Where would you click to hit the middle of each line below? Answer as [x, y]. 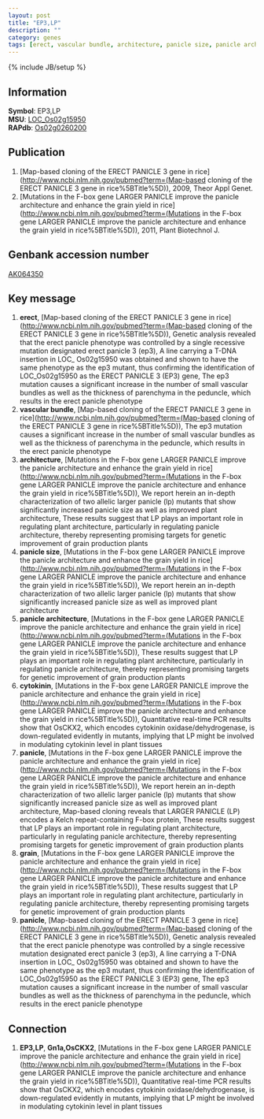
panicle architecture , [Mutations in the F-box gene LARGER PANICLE [132, 619]
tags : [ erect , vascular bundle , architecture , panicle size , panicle [125, 45]
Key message [42, 298]
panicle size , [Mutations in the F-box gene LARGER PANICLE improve [132, 552]
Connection [37, 1029]
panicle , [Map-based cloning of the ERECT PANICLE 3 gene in [121, 920]
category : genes [35, 37]
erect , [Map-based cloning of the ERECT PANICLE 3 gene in [117, 318]
